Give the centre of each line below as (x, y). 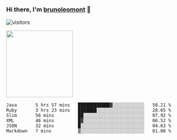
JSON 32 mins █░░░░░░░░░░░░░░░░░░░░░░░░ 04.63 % (88, 126)
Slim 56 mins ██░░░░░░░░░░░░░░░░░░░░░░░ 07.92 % (88, 116)
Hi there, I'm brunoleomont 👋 (48, 9)
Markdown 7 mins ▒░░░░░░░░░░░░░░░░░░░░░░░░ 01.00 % (88, 131)
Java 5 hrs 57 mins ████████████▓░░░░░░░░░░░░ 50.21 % (88, 105)
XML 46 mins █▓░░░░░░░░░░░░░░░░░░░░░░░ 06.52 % (88, 121)
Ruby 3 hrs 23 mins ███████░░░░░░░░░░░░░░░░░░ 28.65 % (88, 110)
